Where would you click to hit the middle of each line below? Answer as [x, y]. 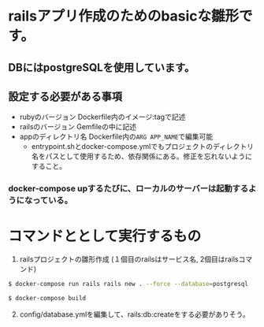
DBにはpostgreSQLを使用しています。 [102, 67]
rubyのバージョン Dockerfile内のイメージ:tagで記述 [102, 117]
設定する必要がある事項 [65, 97]
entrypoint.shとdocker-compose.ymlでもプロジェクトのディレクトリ [143, 147]
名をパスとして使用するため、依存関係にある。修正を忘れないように [141, 156]
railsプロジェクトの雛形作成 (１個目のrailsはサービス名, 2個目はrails [129, 259]
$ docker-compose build [47, 299]
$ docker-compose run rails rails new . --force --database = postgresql [128, 284]
